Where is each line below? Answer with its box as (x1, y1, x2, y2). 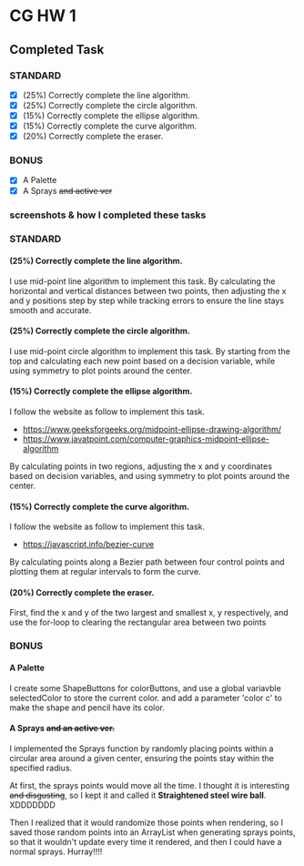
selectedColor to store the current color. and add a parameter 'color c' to (9, 692, 282, 703)
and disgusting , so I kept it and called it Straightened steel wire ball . (9, 790, 267, 800)
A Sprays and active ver (22, 185, 113, 196)
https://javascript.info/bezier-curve (22, 539, 155, 550)
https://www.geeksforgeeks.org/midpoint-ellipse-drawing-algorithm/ (22, 424, 282, 435)
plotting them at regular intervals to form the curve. (9, 566, 202, 577)
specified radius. (9, 762, 73, 773)
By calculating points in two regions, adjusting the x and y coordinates (9, 461, 273, 472)
